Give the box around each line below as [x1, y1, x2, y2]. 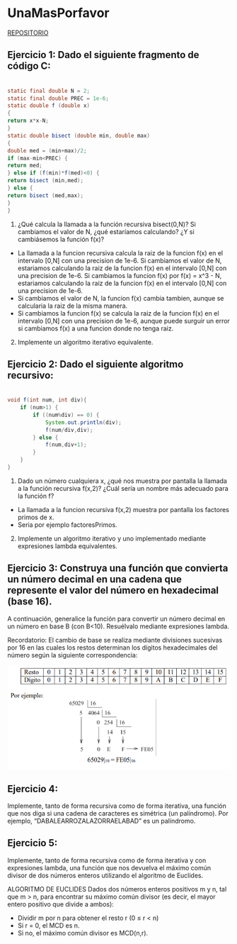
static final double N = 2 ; [7, 87, 91, 94]
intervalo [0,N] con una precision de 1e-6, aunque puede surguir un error [17, 316, 230, 325]
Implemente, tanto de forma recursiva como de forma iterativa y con [7, 856, 207, 865]
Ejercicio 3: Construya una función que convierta [7, 562, 229, 574]
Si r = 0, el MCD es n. [17, 921, 80, 930]
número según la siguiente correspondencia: [7, 650, 138, 659]
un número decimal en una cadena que [7, 573, 183, 586]
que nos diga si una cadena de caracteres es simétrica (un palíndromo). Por [7, 809, 229, 817]
